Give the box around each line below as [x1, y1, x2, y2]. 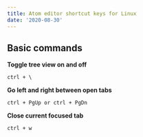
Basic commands [7, 42, 82, 54]
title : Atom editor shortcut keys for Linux [7, 10, 137, 17]
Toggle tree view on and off [7, 60, 87, 69]
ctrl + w [7, 125, 32, 132]
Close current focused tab [7, 111, 84, 120]
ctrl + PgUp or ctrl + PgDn [7, 100, 88, 107]
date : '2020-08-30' [7, 17, 63, 24]
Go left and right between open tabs [7, 86, 112, 94]
